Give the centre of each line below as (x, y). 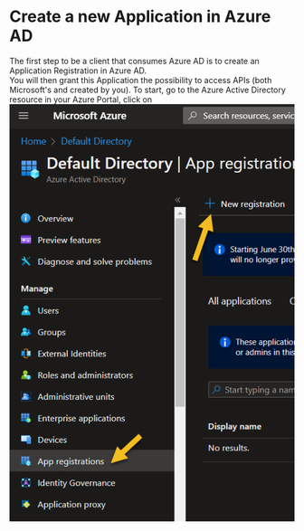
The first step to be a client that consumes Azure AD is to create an (134, 61)
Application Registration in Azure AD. (78, 71)
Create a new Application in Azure (140, 17)
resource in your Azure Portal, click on (81, 99)
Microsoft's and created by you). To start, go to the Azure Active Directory (148, 90)
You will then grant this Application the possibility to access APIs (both (141, 80)
